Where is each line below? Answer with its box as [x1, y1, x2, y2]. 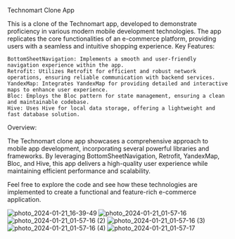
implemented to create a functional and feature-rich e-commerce [7, 188, 197, 196]
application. [7, 195, 42, 203]
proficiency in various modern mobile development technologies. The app [7, 27, 222, 35]
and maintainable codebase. [7, 98, 90, 105]
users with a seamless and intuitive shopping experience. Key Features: [7, 42, 215, 50]
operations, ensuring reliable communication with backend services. [7, 74, 216, 81]
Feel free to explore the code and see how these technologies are [7, 181, 198, 188]
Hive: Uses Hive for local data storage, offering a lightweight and [7, 105, 216, 112]
